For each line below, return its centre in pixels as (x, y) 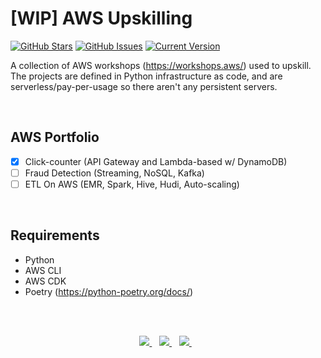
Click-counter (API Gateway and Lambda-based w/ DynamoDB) (156, 161)
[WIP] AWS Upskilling (101, 18)
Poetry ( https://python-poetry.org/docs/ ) (109, 291)
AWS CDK (45, 281)
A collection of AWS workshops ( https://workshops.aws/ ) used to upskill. (161, 65)
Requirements (55, 235)
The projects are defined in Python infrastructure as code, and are (146, 76)
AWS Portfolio (55, 137)
